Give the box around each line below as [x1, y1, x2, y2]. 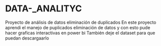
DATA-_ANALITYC [5, 3, 82, 14]
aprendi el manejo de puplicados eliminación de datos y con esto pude [5, 24, 151, 30]
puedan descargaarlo [5, 35, 49, 41]
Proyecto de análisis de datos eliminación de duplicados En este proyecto [5, 19, 157, 25]
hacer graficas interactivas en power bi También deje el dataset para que [5, 30, 156, 36]
